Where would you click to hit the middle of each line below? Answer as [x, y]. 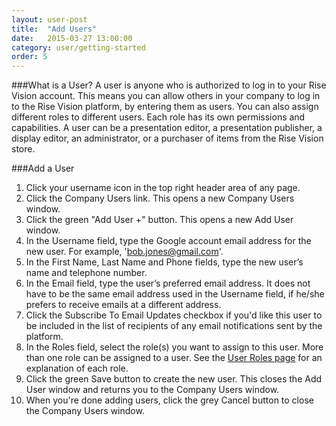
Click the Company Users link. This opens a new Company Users [160, 198]
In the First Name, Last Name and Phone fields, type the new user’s [164, 262]
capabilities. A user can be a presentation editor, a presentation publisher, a [167, 128]
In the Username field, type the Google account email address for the [168, 241]
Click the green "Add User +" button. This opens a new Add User [159, 220]
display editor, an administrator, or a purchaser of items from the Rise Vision [167, 138]
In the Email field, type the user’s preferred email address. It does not [168, 283]
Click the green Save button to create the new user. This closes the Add [174, 379]
